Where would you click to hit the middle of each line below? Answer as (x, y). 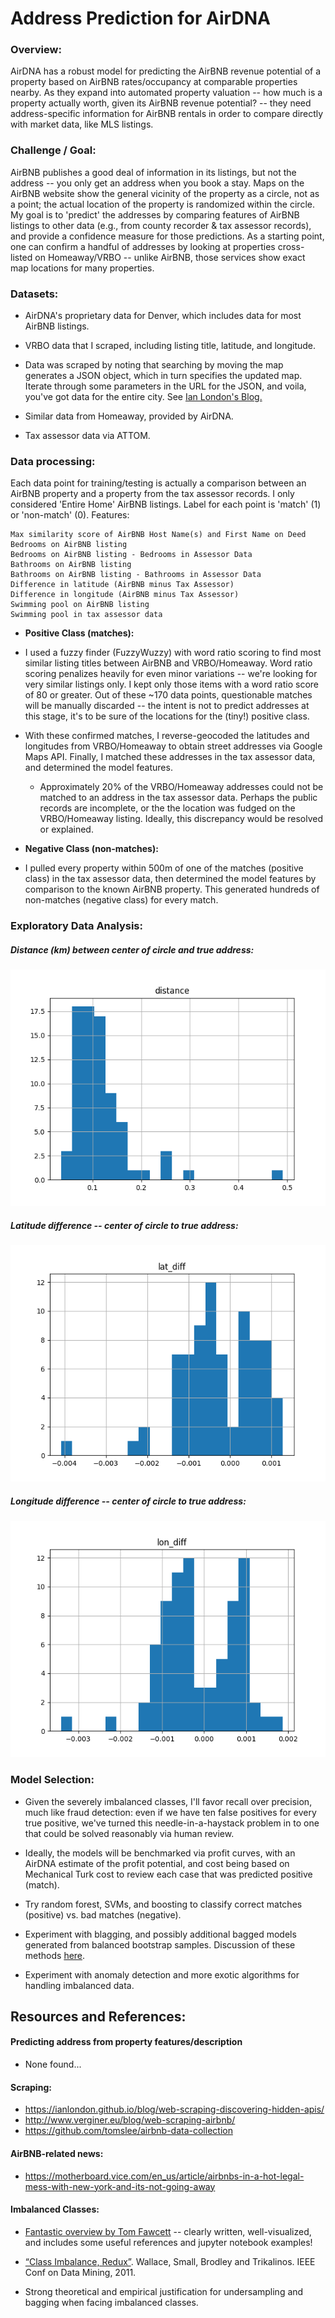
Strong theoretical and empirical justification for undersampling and (164, 2291)
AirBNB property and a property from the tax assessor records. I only (152, 494)
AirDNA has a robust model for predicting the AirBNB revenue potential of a (166, 71)
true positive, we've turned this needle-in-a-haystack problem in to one (172, 1823)
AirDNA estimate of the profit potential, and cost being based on (157, 1863)
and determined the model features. (98, 768)
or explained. (66, 829)
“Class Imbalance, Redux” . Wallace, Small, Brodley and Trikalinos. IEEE (170, 2261)
